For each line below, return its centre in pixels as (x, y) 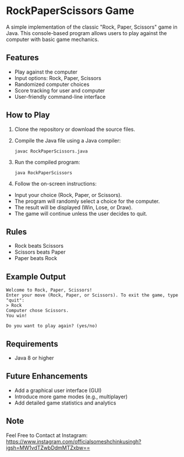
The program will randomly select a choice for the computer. (87, 201)
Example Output (36, 277)
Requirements (32, 344)
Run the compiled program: (47, 162)
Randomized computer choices (52, 84)
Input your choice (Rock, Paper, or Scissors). (68, 195)
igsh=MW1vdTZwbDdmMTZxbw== (48, 448)
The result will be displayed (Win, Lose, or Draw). (73, 207)
